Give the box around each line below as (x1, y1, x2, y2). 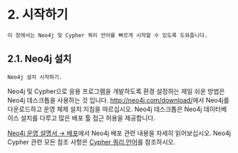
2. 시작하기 (7, 6, 68, 23)
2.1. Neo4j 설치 (7, 53, 72, 65)
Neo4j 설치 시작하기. (7, 73, 63, 80)
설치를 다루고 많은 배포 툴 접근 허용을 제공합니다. (20, 113, 155, 122)
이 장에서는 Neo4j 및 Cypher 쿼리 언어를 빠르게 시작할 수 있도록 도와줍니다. (7, 31, 208, 39)
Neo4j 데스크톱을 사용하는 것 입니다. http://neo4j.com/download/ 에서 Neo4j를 (7, 95, 229, 104)
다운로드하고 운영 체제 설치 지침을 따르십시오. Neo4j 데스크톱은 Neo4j (7, 105, 202, 113)
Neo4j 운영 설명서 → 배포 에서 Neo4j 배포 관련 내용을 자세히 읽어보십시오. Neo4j (7, 129, 232, 137)
